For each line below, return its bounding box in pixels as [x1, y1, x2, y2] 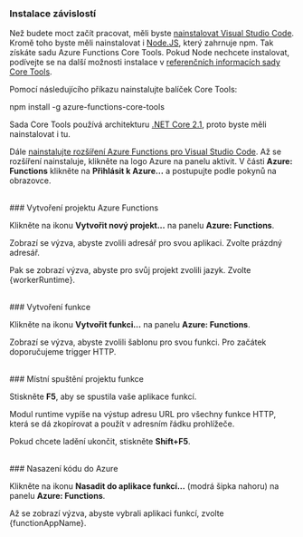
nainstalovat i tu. [9, 129, 71, 140]
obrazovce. [9, 175, 52, 186]
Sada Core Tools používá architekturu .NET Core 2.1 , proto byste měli [9, 119, 267, 130]
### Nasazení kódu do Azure [9, 464, 118, 474]
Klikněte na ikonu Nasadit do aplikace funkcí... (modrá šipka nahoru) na [9, 481, 279, 492]
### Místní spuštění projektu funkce [9, 374, 145, 385]
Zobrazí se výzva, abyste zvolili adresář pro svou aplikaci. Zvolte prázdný [9, 238, 283, 249]
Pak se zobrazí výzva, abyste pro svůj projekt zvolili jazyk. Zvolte [9, 265, 251, 276]
